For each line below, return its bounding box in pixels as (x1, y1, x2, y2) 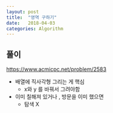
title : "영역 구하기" (6, 14, 57, 20)
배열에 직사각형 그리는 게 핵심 (15, 78, 85, 85)
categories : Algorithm (6, 25, 63, 32)
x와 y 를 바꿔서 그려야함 (24, 85, 80, 93)
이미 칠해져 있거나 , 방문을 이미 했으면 (15, 93, 104, 100)
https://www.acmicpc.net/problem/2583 (6, 66, 107, 73)
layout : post (6, 8, 39, 15)
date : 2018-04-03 (6, 20, 56, 26)
